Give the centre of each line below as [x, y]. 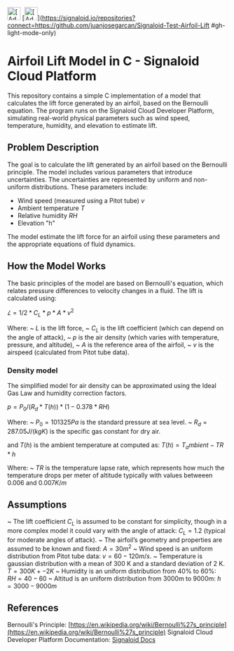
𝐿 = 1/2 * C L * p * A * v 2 [41, 313]
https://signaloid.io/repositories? [89, 18]
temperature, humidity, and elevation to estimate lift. [82, 125]
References [33, 608]
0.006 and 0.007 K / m [37, 482]
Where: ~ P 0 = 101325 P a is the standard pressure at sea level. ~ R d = [108, 423]
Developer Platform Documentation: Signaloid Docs [82, 640]
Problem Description [53, 148]
